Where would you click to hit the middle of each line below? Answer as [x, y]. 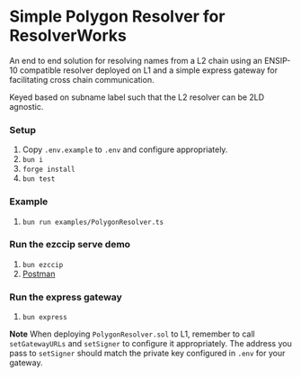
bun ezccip [43, 265]
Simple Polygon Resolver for [117, 17]
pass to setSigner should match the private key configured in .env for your [147, 354]
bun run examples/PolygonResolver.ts [93, 222]
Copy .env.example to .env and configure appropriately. [125, 149]
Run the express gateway [66, 297]
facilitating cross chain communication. [82, 79]
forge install [49, 170]
